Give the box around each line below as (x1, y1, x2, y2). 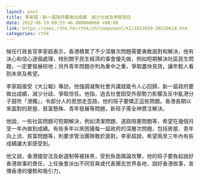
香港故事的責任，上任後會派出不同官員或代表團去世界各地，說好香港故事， (6, 160, 189, 167)
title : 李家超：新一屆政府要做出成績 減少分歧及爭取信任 (6, 14, 132, 20)
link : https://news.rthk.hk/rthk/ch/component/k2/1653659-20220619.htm (6, 25, 187, 31)
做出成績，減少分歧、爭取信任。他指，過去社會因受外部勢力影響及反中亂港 (6, 90, 189, 97)
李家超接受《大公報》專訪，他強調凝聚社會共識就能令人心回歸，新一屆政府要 (6, 83, 194, 90)
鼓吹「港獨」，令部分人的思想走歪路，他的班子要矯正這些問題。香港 (11, 97, 176, 105)
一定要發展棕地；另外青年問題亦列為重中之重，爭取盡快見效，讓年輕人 (16, 63, 189, 70)
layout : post (6, 8, 39, 15)
